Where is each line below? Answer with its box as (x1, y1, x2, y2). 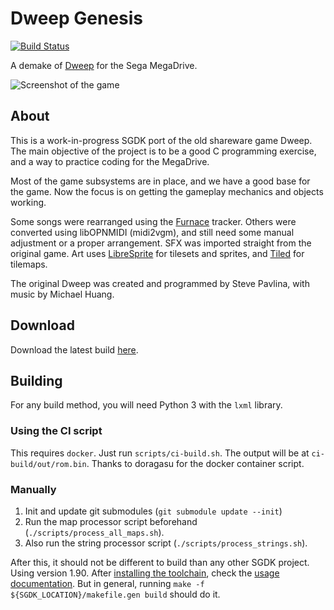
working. (10, 196, 47, 208)
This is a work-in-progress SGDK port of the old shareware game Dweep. (10, 134, 313, 146)
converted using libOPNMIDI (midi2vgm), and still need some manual (10, 226, 295, 238)
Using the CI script (10, 424, 103, 438)
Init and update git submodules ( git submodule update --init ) (24, 505, 283, 517)
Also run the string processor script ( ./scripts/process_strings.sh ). (24, 537, 308, 549)
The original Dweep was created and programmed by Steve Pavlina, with (10, 277, 310, 289)
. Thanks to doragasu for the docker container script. (86, 457, 305, 469)
